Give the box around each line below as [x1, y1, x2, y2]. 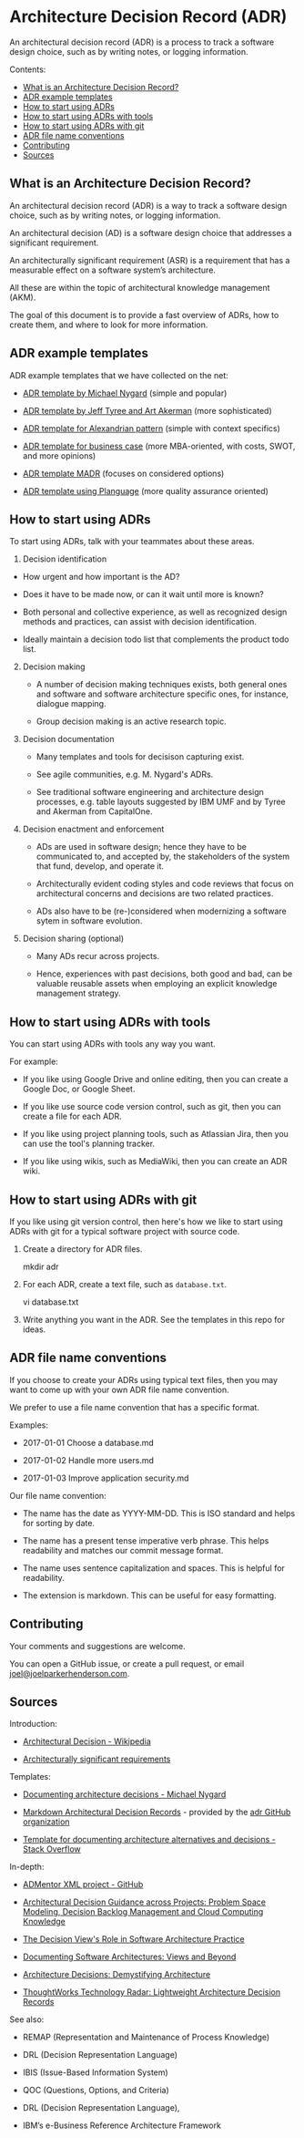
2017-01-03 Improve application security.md [22, 1472, 189, 1483]
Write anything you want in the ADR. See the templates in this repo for [22, 1315, 285, 1325]
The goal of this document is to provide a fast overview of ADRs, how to [9, 309, 279, 320]
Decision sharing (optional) [22, 933, 125, 945]
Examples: [9, 1420, 48, 1430]
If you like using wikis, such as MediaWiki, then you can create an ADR [22, 1156, 288, 1167]
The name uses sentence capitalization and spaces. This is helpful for [22, 1562, 285, 1574]
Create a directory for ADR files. [22, 1244, 143, 1255]
